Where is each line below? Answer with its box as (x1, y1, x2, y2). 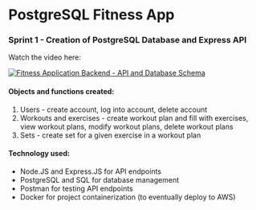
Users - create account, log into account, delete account (19, 105, 208, 114)
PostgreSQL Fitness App (8, 6, 175, 24)
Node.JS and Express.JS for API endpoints (19, 167, 162, 176)
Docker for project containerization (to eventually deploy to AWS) (19, 191, 236, 202)
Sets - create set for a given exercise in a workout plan (19, 130, 201, 140)
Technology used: (8, 149, 71, 159)
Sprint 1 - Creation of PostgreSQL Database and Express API (8, 35, 247, 46)
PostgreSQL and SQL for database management (19, 175, 180, 184)
